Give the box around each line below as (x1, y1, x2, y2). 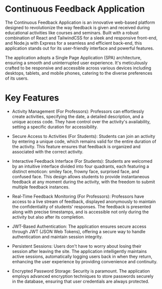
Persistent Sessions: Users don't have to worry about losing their (12, 243, 142, 249)
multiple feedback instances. (12, 184, 70, 190)
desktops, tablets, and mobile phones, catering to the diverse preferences (5, 70, 152, 76)
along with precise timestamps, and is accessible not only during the (12, 209, 149, 215)
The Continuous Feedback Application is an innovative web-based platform (5, 19, 155, 25)
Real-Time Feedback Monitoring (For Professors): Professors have (12, 193, 144, 199)
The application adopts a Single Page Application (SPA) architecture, (5, 54, 142, 60)
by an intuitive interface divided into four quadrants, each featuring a (12, 163, 149, 169)
